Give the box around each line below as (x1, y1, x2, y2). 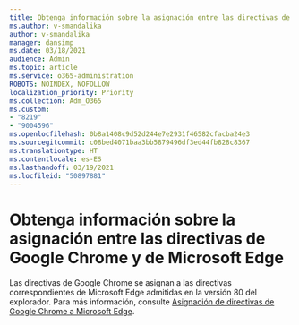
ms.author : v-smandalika (9, 21, 102, 30)
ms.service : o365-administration (9, 72, 134, 81)
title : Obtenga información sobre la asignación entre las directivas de (9, 13, 291, 22)
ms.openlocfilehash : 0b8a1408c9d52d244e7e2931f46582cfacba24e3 (9, 130, 251, 139)
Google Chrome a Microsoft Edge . (9, 306, 135, 317)
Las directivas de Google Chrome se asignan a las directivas (9, 278, 233, 288)
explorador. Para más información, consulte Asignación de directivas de (9, 296, 275, 307)
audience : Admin (9, 55, 70, 64)
